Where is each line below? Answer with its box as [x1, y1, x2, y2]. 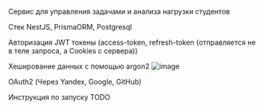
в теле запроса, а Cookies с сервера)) [8, 46, 138, 55]
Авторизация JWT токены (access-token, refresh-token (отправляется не [8, 37, 257, 47]
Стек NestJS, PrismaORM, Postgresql [8, 22, 132, 31]
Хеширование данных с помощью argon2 [8, 61, 150, 71]
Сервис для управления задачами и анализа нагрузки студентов [8, 7, 231, 16]
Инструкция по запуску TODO [8, 92, 111, 102]
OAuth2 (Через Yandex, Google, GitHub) [8, 77, 142, 86]
